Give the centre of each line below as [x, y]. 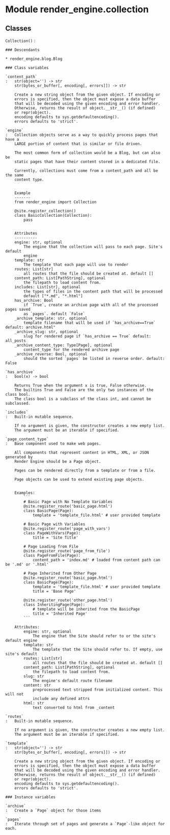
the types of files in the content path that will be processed [93, 291]
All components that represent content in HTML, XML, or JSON [82, 453]
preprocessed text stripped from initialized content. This [97, 690]
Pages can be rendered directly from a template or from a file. [85, 470]
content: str [37, 685]
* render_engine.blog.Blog [34, 59]
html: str [34, 703]
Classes [18, 28]
